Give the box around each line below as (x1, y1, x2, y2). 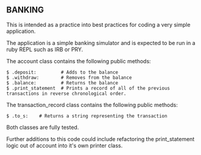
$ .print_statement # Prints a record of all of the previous (6, 85, 171, 91)
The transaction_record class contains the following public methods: (6, 101, 178, 108)
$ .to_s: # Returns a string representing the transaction (6, 112, 167, 119)
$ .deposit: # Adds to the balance (6, 69, 119, 75)
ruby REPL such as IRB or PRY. (6, 46, 83, 53)
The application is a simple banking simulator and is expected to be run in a (6, 39, 196, 46)
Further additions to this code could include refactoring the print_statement (6, 135, 195, 142)
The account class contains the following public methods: (6, 57, 151, 64)
